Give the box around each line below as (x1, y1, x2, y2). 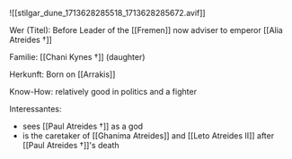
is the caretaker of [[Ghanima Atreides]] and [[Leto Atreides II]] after (22, 130, 275, 141)
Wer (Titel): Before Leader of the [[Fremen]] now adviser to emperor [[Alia (9, 25, 283, 35)
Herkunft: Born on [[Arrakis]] (9, 69, 116, 79)
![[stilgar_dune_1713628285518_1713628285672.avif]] (9, 8, 206, 18)
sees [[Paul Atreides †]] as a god (22, 121, 144, 131)
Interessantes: (9, 104, 62, 114)
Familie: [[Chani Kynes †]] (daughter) (9, 52, 146, 62)
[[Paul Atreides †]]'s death (22, 140, 119, 150)
